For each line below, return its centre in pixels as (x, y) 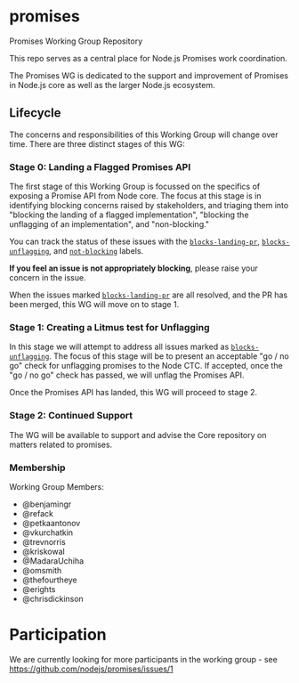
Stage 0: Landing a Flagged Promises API (100, 167)
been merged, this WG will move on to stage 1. (94, 305)
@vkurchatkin (48, 533)
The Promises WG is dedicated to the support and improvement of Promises (149, 75)
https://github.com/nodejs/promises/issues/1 (91, 669)
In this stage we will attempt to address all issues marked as (119, 347)
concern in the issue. (48, 278)
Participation (58, 635)
